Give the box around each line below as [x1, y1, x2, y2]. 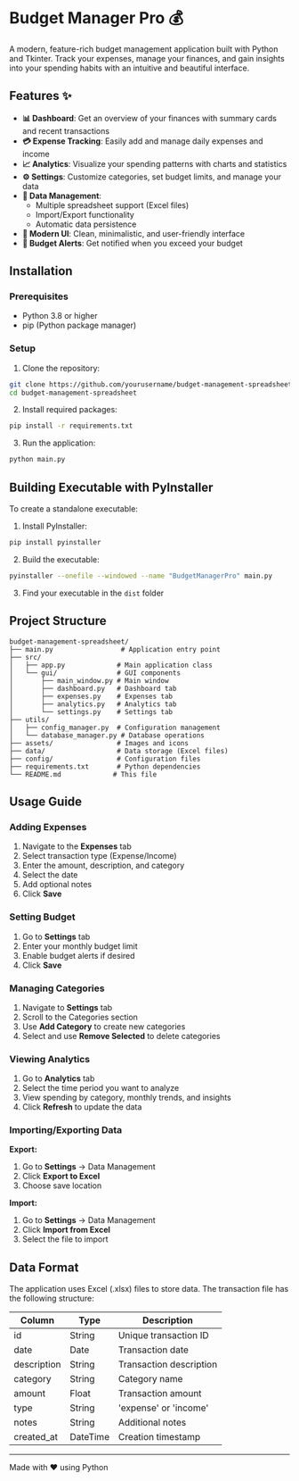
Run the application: [21, 437, 96, 448]
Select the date [21, 869, 78, 880]
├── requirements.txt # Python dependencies [9, 761, 201, 771]
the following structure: [9, 1293, 95, 1304]
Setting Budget [9, 911, 76, 923]
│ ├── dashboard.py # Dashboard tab [9, 684, 177, 693]
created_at [13, 1431, 59, 1444]
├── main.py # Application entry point [9, 645, 221, 653]
